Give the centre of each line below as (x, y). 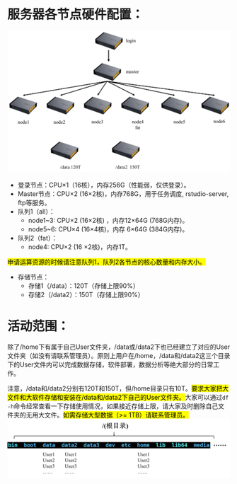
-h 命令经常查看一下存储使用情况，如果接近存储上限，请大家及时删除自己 (113, 406)
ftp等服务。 (34, 203)
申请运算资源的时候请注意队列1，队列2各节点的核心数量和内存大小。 (107, 262)
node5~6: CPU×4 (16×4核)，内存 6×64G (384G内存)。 (108, 229)
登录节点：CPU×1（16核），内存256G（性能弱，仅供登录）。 (104, 185)
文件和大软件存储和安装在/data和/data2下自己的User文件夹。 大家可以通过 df (118, 398)
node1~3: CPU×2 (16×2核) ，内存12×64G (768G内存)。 (108, 221)
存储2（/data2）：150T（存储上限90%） (86, 295)
